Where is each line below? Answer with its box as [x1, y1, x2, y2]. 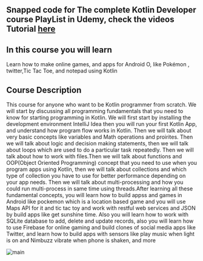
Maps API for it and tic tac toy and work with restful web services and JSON [6, 204, 196, 212]
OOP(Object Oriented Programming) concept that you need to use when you [6, 159, 198, 167]
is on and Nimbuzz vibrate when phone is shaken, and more [6, 237, 156, 244]
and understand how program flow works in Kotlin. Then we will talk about [6, 127, 192, 134]
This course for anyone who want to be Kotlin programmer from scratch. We [6, 101, 197, 108]
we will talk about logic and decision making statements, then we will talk [6, 140, 189, 147]
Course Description [6, 85, 82, 95]
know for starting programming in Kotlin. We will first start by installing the [6, 114, 191, 121]
